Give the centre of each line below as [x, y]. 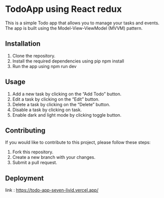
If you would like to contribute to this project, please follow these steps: [78, 142]
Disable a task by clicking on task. [47, 110]
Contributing [25, 130]
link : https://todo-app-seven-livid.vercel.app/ [52, 190]
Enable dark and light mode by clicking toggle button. [67, 115]
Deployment [25, 178]
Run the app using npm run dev [44, 66]
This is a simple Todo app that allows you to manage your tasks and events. [82, 23]
